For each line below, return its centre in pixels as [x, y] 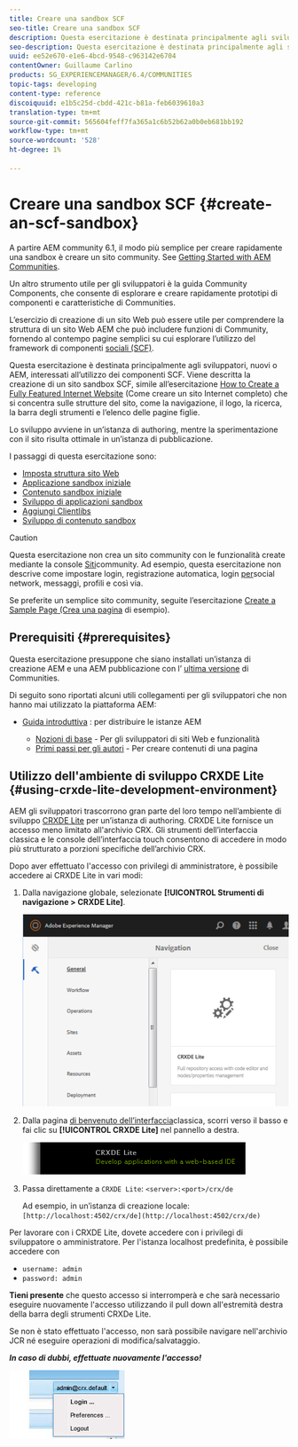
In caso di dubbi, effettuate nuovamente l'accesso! [106, 1357]
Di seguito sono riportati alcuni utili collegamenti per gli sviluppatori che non [148, 695]
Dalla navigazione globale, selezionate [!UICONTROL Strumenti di [143, 893]
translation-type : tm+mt [55, 112]
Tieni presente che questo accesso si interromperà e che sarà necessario [145, 1294]
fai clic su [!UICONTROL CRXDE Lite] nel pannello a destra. [130, 1129]
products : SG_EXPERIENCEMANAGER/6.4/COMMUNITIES [101, 75]
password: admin [52, 1278]
